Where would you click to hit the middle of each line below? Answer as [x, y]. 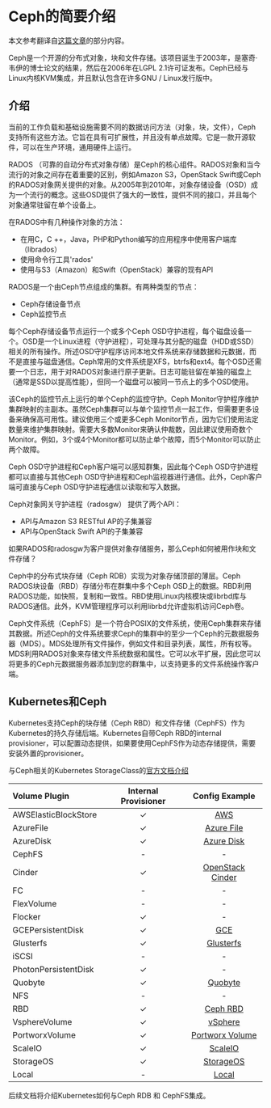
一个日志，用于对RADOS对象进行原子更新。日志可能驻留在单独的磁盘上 [133, 371]
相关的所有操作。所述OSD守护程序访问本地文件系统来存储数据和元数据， [129, 351]
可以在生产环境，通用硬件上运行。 [79, 147]
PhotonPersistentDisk [53, 969]
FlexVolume [35, 903]
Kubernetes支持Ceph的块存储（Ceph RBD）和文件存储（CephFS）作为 [127, 723]
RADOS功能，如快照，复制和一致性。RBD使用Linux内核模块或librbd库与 [128, 596]
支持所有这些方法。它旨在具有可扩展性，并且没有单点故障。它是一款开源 [128, 137]
